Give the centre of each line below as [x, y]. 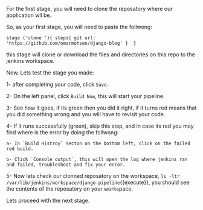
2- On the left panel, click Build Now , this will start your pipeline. [85, 96]
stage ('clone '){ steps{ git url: [51, 38]
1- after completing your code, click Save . [57, 84]
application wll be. [29, 15]
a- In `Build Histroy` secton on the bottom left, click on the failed [98, 143]
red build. [20, 149]
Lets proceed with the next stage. [48, 200]
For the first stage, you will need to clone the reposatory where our [89, 9]
